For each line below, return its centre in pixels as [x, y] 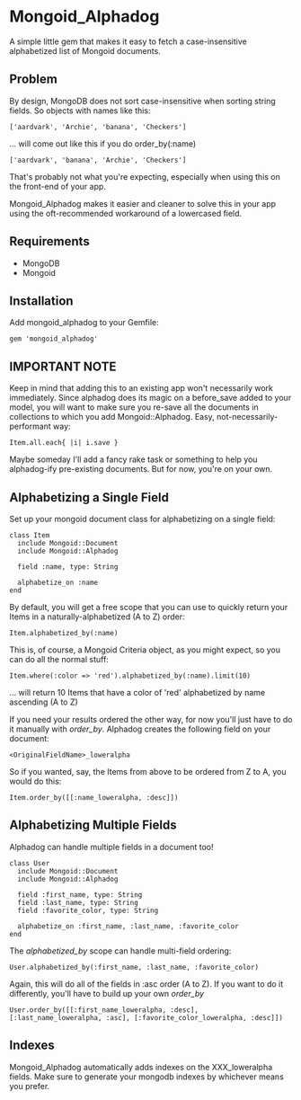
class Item [30, 536]
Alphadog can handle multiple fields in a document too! [111, 847]
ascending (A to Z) [44, 702]
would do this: [35, 781]
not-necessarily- [248, 417]
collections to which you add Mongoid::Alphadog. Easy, [112, 417]
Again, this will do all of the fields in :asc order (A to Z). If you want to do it [146, 984]
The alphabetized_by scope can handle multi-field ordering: [120, 951]
